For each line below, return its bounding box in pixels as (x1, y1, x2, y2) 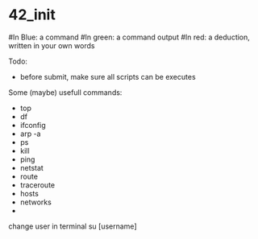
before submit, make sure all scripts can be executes (19, 72, 196, 81)
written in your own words (8, 40, 95, 50)
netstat (19, 163, 44, 172)
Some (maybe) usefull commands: (8, 87, 123, 97)
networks (19, 197, 52, 207)
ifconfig (19, 120, 46, 130)
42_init (8, 6, 56, 24)
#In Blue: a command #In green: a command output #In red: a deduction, (8, 32, 250, 42)
